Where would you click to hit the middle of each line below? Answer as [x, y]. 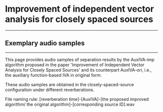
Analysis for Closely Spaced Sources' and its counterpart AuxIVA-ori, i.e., [78, 70]
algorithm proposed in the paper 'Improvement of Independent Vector [75, 65]
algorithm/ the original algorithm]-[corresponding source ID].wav [70, 104]
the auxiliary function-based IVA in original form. [53, 75]
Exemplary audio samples [45, 43]
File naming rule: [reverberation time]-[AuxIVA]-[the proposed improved [77, 99]
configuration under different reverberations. [50, 90]
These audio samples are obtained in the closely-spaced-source [70, 84]
